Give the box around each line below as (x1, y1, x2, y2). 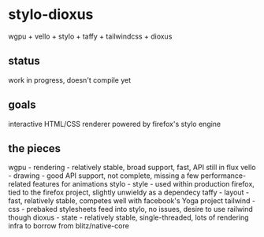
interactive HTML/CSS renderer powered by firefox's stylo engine (8, 119, 221, 128)
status (8, 54, 41, 68)
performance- (200, 171, 247, 180)
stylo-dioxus (8, 6, 94, 24)
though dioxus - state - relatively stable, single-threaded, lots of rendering (8, 213, 250, 222)
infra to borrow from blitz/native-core (8, 221, 130, 231)
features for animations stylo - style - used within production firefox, (32, 180, 255, 189)
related (8, 180, 32, 189)
